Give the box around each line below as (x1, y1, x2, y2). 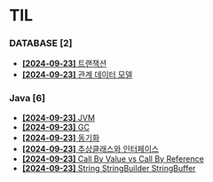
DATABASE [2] (9, 37, 73, 50)
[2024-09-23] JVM (21, 112, 96, 123)
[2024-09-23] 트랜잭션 (21, 59, 107, 69)
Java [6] (9, 92, 46, 105)
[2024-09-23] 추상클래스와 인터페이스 (21, 143, 160, 154)
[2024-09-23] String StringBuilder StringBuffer (21, 162, 196, 173)
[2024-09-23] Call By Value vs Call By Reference (21, 153, 204, 164)
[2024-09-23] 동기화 (21, 132, 100, 143)
